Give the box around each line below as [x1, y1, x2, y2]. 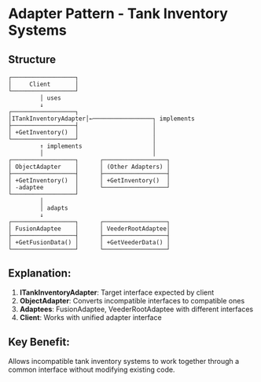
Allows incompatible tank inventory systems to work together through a [8, 356, 240, 365]
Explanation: [8, 266, 72, 280]
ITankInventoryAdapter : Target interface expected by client [19, 288, 215, 297]
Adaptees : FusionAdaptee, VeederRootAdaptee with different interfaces [19, 304, 254, 314]
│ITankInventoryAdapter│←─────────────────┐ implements [8, 115, 195, 123]
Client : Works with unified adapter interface [19, 312, 163, 322]
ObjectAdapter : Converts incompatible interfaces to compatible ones [19, 296, 245, 305]
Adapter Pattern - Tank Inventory [8, 5, 228, 23]
